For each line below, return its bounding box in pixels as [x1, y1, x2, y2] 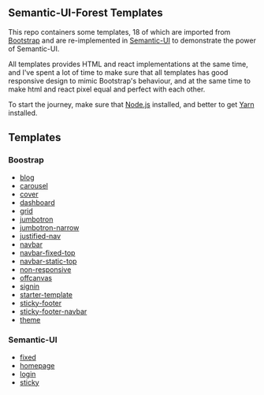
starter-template [19, 289, 73, 299]
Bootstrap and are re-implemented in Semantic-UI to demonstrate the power [8, 35, 256, 45]
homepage [19, 360, 55, 370]
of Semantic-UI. [8, 43, 60, 54]
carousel [19, 181, 49, 190]
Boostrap [8, 155, 45, 166]
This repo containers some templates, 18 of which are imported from [8, 27, 231, 36]
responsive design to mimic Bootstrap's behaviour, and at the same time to [8, 76, 251, 85]
